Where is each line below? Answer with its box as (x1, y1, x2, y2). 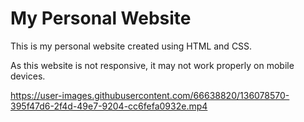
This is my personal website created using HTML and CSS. (10, 40, 253, 52)
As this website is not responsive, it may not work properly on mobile (10, 59, 295, 71)
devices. (10, 70, 46, 82)
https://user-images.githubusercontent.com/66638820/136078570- (10, 89, 290, 101)
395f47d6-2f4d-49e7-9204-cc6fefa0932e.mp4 (10, 100, 208, 112)
